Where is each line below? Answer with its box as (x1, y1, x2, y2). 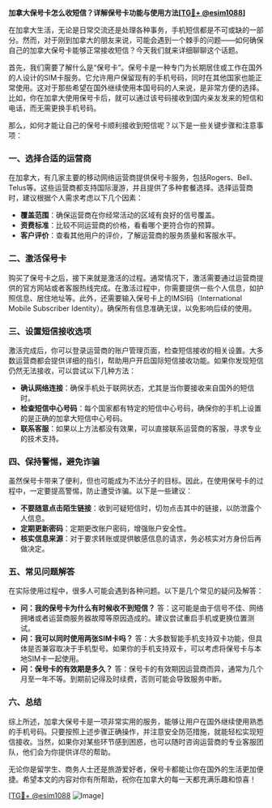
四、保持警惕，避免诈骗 (8, 456, 100, 467)
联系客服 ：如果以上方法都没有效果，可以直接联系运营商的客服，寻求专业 (19, 423, 261, 433)
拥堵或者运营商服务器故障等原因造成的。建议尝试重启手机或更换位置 (19, 613, 248, 623)
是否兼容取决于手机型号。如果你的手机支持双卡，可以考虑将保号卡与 (27, 644, 255, 654)
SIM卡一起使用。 (27, 654, 83, 664)
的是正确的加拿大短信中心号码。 (19, 413, 127, 423)
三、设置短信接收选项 (8, 325, 91, 337)
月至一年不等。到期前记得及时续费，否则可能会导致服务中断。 (19, 674, 227, 684)
